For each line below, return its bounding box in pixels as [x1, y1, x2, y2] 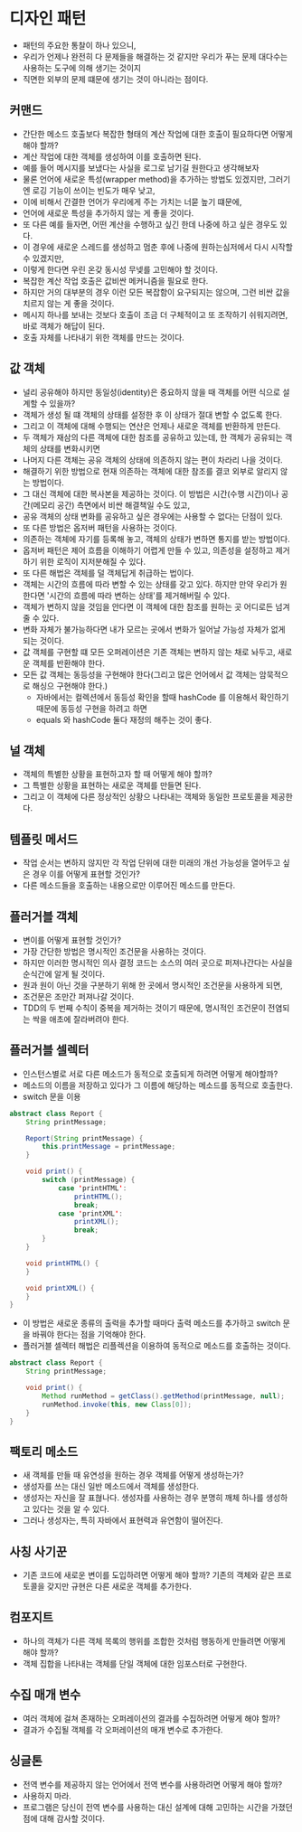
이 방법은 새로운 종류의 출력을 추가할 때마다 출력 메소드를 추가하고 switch [22, 1318, 281, 1329]
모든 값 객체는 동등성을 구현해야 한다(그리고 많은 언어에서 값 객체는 [22, 669, 258, 680]
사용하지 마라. [22, 1790, 72, 1801]
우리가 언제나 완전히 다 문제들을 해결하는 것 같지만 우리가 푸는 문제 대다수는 [22, 51, 288, 61]
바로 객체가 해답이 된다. [22, 320, 106, 331]
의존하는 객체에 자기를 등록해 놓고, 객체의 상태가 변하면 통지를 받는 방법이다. [22, 533, 291, 544]
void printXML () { [25, 1283, 95, 1292]
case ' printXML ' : [57, 1208, 124, 1218]
